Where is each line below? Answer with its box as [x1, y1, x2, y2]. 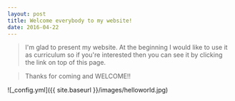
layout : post [7, 10, 46, 18]
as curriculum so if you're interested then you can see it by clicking [24, 51, 223, 59]
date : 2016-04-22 [7, 23, 59, 31]
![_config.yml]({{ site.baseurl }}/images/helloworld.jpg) [7, 86, 169, 95]
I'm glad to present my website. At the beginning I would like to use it [24, 43, 228, 52]
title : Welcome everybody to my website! [7, 17, 133, 24]
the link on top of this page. [24, 58, 106, 67]
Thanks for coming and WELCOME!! [24, 72, 131, 80]
